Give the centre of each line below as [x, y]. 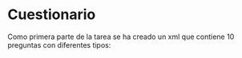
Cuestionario [52, 15]
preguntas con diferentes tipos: [59, 44]
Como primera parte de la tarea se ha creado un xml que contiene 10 [121, 37]
